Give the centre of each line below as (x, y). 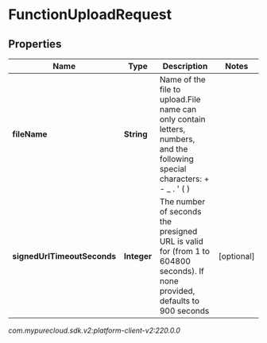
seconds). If (182, 271)
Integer (138, 256)
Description (185, 66)
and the (174, 149)
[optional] (236, 256)
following (177, 159)
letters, (172, 129)
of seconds (180, 212)
